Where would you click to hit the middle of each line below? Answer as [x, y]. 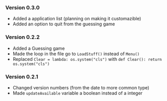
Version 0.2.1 [22, 77]
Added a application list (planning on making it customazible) [77, 19]
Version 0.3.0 [22, 8]
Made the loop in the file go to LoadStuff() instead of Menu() [76, 54]
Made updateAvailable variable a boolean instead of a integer [78, 93]
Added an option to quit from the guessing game [64, 24]
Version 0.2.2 [22, 37]
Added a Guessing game [39, 48]
